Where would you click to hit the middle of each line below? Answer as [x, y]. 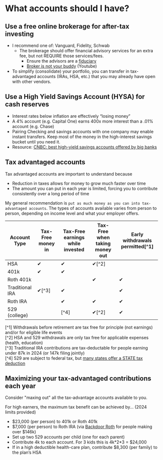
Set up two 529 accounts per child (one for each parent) [68, 437]
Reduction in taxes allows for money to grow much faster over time [79, 183]
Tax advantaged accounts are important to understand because [69, 174]
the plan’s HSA [27, 452]
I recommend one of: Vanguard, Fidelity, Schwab [61, 46]
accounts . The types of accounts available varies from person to [93, 208]
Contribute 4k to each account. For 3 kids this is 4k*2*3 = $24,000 [79, 442]
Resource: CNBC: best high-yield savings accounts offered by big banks [84, 147]
